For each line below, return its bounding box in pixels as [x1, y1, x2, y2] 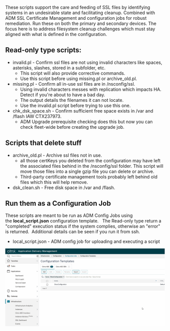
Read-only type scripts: [5, 46, 82, 55]
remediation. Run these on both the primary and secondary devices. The [5, 20, 157, 26]
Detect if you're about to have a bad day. [20, 91, 105, 98]
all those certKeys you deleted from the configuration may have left [20, 157, 161, 164]
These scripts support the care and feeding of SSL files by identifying [5, 5, 150, 10]
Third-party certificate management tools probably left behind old [20, 173, 158, 179]
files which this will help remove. [20, 179, 89, 185]
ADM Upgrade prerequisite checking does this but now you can [20, 119, 153, 125]
